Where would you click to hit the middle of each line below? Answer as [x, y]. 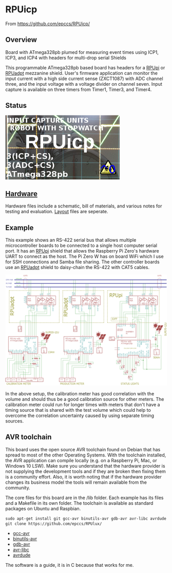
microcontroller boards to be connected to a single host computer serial [81, 245]
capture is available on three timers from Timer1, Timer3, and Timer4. [79, 89]
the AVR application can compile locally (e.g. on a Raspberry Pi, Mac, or [81, 460]
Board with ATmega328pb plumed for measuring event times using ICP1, [82, 52]
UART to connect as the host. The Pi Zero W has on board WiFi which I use [84, 256]
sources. [15, 421]
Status [16, 106]
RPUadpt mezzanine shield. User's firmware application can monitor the [82, 73]
